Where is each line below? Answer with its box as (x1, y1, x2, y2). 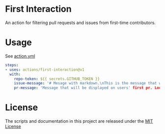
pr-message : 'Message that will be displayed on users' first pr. (14, 85, 153, 90)
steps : (5, 62, 19, 67)
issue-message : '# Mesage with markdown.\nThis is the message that (14, 81, 157, 86)
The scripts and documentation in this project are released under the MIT (5, 118, 153, 124)
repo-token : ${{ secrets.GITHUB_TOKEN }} (14, 76, 100, 81)
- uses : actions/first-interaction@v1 (5, 67, 84, 72)
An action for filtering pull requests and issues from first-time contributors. (5, 20, 156, 26)
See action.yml (5, 53, 35, 59)
